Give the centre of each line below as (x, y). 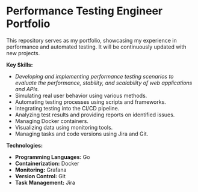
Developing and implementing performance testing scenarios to (94, 76)
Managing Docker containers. (52, 121)
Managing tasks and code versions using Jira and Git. (82, 134)
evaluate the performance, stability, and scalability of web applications (104, 83)
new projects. (23, 53)
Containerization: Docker (47, 163)
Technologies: (25, 145)
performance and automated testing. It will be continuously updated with (96, 47)
